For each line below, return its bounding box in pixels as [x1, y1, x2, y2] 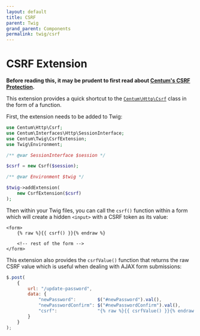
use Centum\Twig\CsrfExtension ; [6, 136, 87, 142]
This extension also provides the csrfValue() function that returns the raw [6, 256, 189, 263]
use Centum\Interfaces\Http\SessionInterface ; [6, 130, 125, 136]
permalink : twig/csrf [6, 31, 60, 37]
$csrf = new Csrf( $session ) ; [6, 163, 79, 169]
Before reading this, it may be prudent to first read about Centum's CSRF [6, 77, 190, 84]
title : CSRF [6, 14, 36, 20]
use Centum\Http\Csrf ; [6, 124, 63, 131]
